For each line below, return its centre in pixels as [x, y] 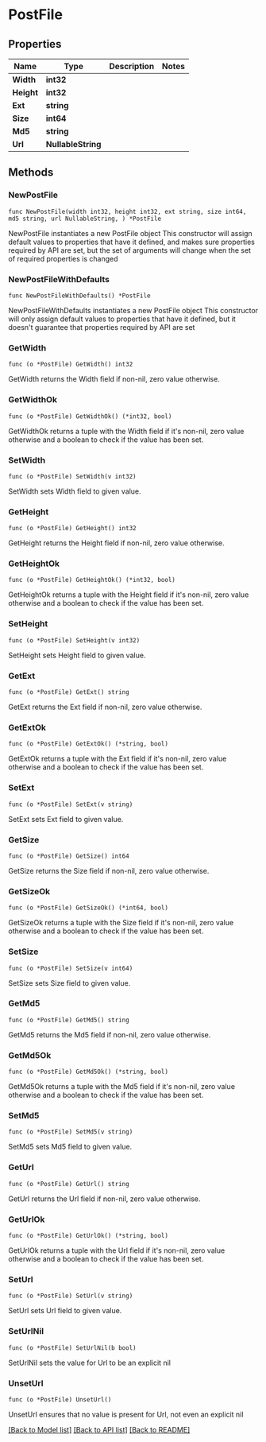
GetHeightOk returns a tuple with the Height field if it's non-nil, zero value [129, 595]
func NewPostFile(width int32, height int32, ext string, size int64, [127, 211]
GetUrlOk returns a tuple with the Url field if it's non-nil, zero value [117, 1250]
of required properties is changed [63, 258]
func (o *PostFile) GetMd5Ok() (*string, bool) [89, 1072]
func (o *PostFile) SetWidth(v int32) [72, 476]
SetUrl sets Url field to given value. [65, 1311]
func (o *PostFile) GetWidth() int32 [71, 364]
